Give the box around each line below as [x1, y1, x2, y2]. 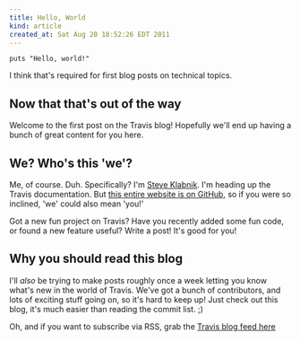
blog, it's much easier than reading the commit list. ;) [9, 303, 204, 314]
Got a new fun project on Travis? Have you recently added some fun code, [9, 216, 285, 226]
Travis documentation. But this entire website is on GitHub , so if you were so [9, 189, 291, 199]
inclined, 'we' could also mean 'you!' [9, 198, 144, 209]
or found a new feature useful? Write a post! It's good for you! [9, 225, 237, 236]
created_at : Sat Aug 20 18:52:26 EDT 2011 [9, 30, 170, 39]
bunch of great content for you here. [9, 129, 144, 140]
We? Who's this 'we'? [9, 155, 133, 170]
